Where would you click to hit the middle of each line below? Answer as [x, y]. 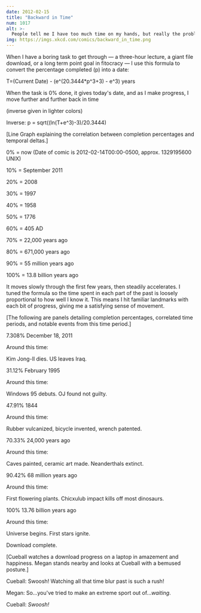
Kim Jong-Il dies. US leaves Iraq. [46, 359]
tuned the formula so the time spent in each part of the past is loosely [92, 293]
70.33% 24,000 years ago [38, 440]
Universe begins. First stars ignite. [48, 533]
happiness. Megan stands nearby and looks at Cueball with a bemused [94, 563]
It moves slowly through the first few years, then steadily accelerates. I [93, 287]
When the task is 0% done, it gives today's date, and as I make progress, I [98, 93]
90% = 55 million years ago [40, 263]
